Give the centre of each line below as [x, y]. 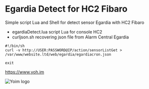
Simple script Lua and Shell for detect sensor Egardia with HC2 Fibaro [74, 22]
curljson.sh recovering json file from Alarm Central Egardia [70, 37]
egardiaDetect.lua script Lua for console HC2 [57, 32]
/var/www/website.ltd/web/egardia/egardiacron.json [58, 54]
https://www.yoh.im [25, 72]
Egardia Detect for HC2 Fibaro [66, 9]
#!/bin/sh [15, 46]
